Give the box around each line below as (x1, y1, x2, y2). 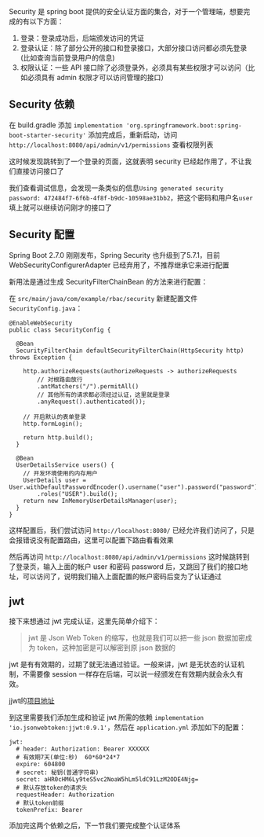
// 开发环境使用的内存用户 (23, 469, 98, 477)
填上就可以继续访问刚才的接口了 (9, 203, 112, 212)
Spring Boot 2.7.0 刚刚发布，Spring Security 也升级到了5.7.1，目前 (9, 250, 221, 259)
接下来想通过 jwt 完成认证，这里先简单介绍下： (9, 616, 160, 626)
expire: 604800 (16, 761, 66, 769)
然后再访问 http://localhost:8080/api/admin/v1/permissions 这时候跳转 (9, 552, 244, 561)
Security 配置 (9, 228, 75, 241)
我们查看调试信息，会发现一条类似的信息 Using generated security (9, 183, 224, 193)
